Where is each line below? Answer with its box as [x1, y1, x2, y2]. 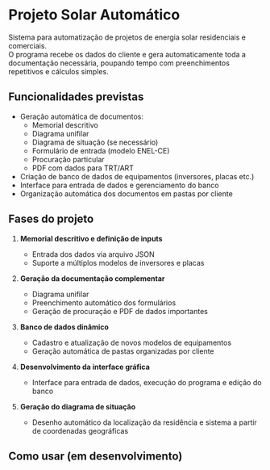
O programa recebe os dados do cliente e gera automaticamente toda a [8, 49, 246, 59]
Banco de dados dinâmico [19, 321, 109, 332]
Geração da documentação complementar [19, 273, 165, 283]
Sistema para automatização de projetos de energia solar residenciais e [8, 32, 246, 42]
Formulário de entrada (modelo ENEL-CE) [31, 145, 170, 155]
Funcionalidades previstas [8, 90, 144, 104]
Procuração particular [31, 154, 105, 164]
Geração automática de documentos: [19, 111, 143, 121]
